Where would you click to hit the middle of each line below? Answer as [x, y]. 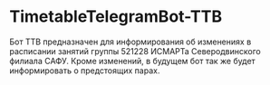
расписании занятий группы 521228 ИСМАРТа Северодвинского [135, 51]
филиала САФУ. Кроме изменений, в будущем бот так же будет [132, 61]
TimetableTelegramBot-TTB [116, 17]
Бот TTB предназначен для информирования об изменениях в [130, 42]
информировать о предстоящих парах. [85, 71]
